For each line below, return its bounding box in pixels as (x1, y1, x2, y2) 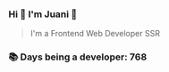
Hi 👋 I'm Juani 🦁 (8, 8, 78, 20)
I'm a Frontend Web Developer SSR (30, 28, 160, 39)
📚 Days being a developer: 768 (8, 51, 148, 63)
